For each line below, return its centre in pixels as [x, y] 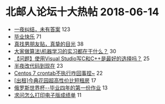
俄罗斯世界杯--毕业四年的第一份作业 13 [61, 88]
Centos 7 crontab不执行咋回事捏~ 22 [58, 73]
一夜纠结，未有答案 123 [42, 29]
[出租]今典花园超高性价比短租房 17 [55, 80]
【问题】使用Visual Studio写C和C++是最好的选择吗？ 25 [82, 58]
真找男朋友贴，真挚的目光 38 [49, 44]
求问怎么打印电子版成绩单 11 [48, 95]
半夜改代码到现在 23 [38, 65]
